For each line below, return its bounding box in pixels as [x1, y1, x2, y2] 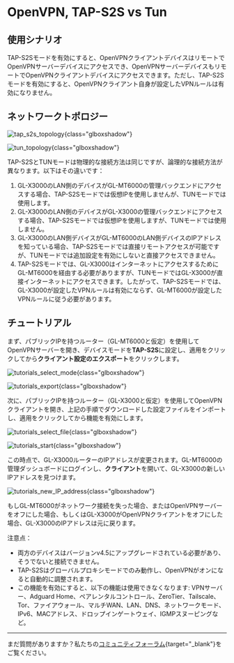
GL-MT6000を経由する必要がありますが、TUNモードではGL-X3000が [17, 268, 217, 276]
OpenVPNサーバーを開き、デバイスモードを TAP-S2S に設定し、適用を [7, 345, 208, 354]
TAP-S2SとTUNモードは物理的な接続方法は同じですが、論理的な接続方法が [7, 158, 223, 166]
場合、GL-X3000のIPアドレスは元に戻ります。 [7, 519, 139, 527]
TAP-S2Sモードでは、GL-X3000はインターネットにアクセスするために [17, 260, 219, 268]
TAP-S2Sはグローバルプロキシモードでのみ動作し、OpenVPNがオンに [17, 566, 218, 574]
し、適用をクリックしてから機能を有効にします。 [7, 413, 148, 422]
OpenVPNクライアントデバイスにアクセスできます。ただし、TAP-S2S [25, 71, 224, 79]
